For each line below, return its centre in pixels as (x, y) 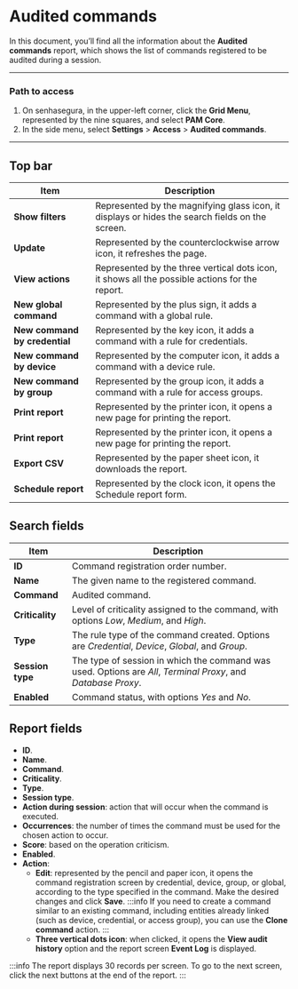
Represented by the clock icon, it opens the (186, 483)
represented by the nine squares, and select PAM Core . (124, 120)
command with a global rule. (154, 315)
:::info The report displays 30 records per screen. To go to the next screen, (146, 965)
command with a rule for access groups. (179, 393)
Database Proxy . (107, 682)
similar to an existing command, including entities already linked (152, 910)
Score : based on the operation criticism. (96, 844)
